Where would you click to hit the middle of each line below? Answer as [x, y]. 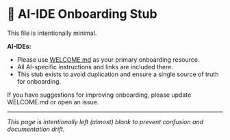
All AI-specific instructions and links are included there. [95, 67]
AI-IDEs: [19, 46]
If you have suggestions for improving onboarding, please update [99, 95]
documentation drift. [36, 129]
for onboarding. [39, 81]
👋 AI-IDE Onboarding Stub [82, 14]
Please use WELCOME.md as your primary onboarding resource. [108, 59]
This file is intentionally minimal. [52, 33]
